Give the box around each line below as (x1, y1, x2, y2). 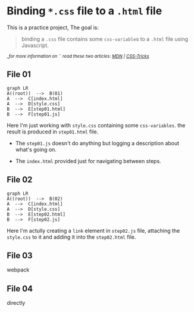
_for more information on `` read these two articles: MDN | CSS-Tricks (7, 53, 149, 59)
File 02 (7, 174, 33, 185)
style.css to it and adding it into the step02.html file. (7, 233, 136, 241)
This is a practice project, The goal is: (7, 24, 99, 31)
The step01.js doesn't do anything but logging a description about (15, 139, 180, 146)
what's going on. (15, 146, 57, 153)
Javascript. (21, 42, 49, 49)
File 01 (7, 70, 32, 80)
